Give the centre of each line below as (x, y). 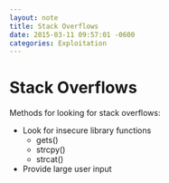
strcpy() (51, 149)
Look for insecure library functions (87, 130)
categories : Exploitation (58, 43)
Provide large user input (67, 169)
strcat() (50, 159)
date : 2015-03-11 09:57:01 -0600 (72, 34)
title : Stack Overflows (54, 26)
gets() (47, 140)
